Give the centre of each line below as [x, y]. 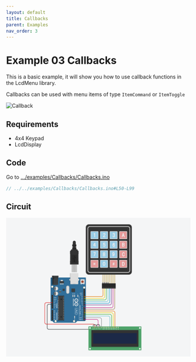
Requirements [32, 124]
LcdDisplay [28, 144]
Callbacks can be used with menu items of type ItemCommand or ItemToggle [96, 94]
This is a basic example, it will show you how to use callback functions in [94, 77]
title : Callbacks [27, 18]
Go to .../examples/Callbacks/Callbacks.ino [58, 177]
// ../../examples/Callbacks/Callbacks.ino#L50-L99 [70, 188]
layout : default [26, 12]
